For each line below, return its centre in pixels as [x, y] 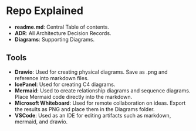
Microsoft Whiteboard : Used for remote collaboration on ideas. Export [100, 103]
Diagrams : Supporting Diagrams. [55, 39]
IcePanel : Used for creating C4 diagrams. [65, 84]
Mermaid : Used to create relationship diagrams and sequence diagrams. [102, 90]
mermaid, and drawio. [41, 122]
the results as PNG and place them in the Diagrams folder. [85, 109]
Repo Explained [45, 11]
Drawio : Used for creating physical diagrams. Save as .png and [91, 72]
